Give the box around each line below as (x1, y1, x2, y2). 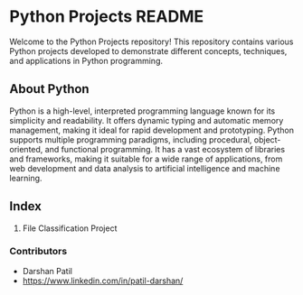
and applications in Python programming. (9, 55, 163, 66)
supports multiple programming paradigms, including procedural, (9, 134, 252, 145)
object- (253, 134, 281, 145)
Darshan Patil (22, 265, 72, 276)
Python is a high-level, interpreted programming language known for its (9, 106, 276, 116)
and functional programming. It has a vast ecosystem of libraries (44, 143, 286, 154)
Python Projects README (9, 6, 204, 27)
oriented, (9, 143, 43, 154)
